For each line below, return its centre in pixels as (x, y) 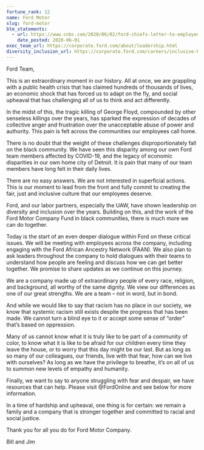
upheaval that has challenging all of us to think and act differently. (89, 100)
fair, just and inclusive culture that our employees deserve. (80, 193)
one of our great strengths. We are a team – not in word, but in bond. (92, 293)
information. (22, 393)
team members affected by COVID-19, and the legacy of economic (90, 156)
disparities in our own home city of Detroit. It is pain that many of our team (99, 162)
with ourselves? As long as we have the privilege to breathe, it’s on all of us (100, 362)
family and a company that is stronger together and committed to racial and (101, 412)
